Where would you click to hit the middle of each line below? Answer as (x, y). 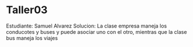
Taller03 (27, 10)
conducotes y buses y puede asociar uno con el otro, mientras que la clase (96, 32)
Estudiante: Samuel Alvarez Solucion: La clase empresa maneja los (87, 26)
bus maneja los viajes (32, 38)
